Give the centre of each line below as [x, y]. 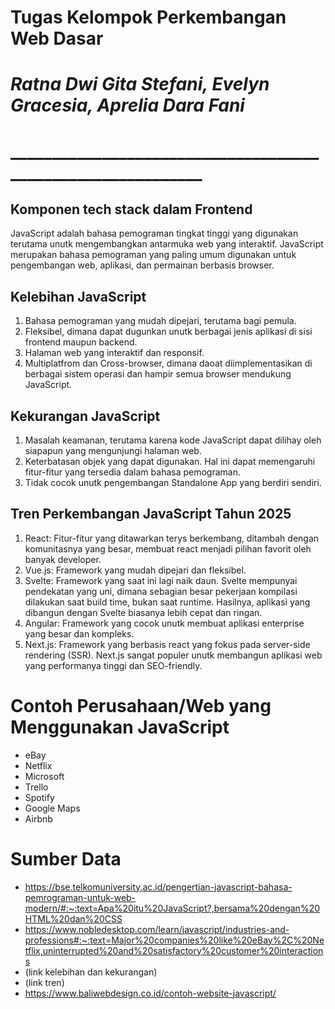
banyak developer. [63, 559]
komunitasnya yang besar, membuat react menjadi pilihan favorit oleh [168, 548]
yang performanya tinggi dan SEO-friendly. [113, 665]
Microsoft [44, 776]
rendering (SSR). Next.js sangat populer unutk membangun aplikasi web [173, 655]
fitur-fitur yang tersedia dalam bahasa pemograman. [132, 472]
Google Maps [52, 808]
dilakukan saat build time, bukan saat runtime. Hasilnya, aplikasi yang [167, 602]
